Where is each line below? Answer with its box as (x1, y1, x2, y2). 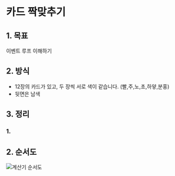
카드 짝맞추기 (6, 5, 66, 19)
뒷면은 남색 (14, 90, 41, 97)
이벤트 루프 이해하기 (6, 48, 52, 54)
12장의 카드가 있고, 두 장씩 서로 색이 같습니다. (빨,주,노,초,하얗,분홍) (14, 83, 170, 90)
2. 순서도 (6, 147, 37, 157)
